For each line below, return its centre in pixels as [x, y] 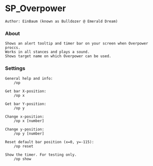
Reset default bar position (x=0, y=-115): [50, 142]
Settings [15, 68]
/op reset [24, 146]
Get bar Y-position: [26, 104]
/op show [23, 159]
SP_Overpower [36, 8]
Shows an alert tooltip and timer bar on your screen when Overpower [77, 44]
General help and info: [29, 78]
